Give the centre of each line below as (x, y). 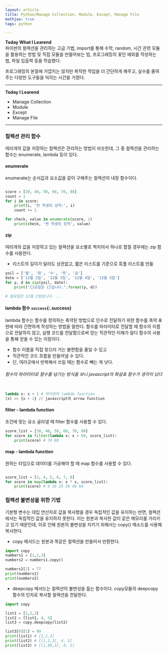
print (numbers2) (22, 578)
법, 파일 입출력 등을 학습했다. (33, 61)
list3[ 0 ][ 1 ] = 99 (23, 632)
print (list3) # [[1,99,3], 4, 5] (40, 645)
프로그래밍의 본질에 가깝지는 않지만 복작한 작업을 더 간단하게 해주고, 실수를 (78, 71)
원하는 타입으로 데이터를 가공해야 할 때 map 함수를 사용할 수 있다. (69, 463)
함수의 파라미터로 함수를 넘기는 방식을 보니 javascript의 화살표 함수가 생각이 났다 (84, 374)
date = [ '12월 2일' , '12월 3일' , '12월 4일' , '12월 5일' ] (62, 278)
